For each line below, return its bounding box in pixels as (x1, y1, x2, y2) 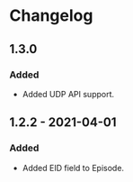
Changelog (9, 5, 93, 26)
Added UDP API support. (22, 88, 115, 99)
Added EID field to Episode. (22, 162, 124, 173)
